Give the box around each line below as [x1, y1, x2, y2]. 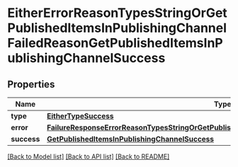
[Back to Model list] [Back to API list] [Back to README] [7, 152, 170, 161]
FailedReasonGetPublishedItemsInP [7, 35, 223, 51]
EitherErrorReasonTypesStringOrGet [7, 5, 228, 21]
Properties [7, 78, 55, 90]
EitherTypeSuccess [47, 111, 114, 121]
